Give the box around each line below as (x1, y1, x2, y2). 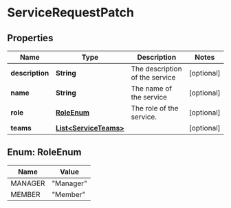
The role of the (131, 104, 179, 113)
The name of (131, 84, 173, 93)
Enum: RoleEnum (7, 146, 82, 159)
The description (131, 64, 182, 73)
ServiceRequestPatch (7, 5, 134, 21)
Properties (7, 32, 54, 44)
